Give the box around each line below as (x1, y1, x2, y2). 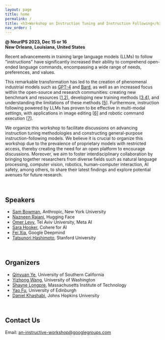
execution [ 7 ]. (5, 115, 33, 121)
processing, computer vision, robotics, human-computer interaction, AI (5, 162, 149, 168)
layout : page (5, 7, 32, 12)
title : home (5, 12, 29, 17)
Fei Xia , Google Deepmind (12, 229, 65, 235)
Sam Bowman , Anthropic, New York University (12, 208, 107, 214)
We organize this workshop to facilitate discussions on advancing (5, 125, 138, 131)
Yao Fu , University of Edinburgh (12, 287, 77, 293)
